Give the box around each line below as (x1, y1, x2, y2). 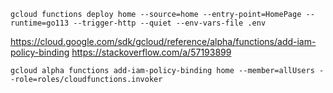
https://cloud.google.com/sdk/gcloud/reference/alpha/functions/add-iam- (10, 36, 317, 47)
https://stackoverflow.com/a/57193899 (71, 46, 232, 58)
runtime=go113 (10, 18, 70, 28)
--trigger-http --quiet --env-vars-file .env (73, 18, 267, 28)
